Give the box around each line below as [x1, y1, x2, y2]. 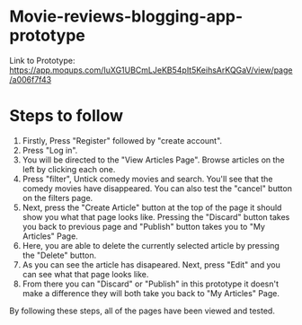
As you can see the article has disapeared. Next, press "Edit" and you [22, 259, 280, 270]
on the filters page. [22, 192, 93, 203]
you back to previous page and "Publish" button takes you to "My [22, 221, 265, 232]
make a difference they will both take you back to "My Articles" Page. [22, 287, 280, 298]
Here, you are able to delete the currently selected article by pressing [22, 240, 280, 250]
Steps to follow [9, 106, 124, 127]
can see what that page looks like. [22, 268, 149, 279]
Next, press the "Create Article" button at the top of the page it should [22, 202, 282, 213]
